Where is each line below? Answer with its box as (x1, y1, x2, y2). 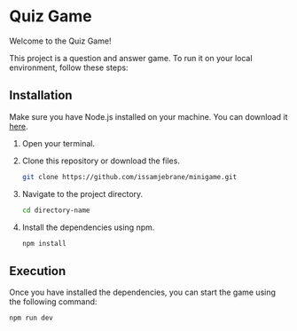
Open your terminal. (21, 138, 96, 148)
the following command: (9, 296, 98, 307)
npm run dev (9, 313, 53, 323)
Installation (9, 88, 73, 103)
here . (9, 121, 28, 131)
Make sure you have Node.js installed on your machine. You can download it (9, 111, 288, 122)
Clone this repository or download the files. (21, 155, 180, 166)
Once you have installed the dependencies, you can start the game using (9, 287, 277, 298)
